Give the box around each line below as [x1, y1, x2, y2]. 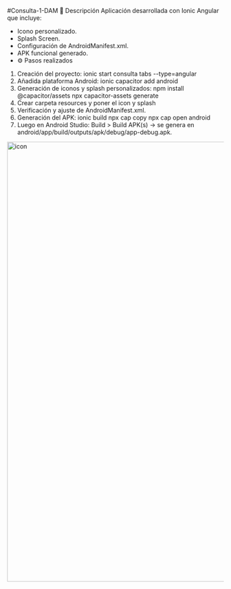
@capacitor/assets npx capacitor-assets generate [16, 91, 159, 100]
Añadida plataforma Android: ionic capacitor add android [16, 77, 179, 85]
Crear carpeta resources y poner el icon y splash [16, 99, 156, 107]
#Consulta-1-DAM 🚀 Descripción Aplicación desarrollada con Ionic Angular [7, 7, 219, 14]
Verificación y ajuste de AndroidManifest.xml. [16, 107, 146, 114]
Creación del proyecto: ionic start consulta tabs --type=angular [16, 69, 197, 78]
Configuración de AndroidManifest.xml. [16, 42, 129, 49]
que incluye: [7, 14, 43, 22]
